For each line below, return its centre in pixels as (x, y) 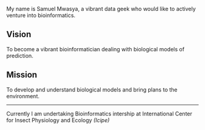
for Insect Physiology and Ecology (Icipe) (58, 120)
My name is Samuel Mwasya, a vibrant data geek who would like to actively (101, 9)
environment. (23, 96)
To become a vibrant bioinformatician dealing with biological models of (95, 49)
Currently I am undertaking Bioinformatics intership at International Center (99, 114)
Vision (19, 34)
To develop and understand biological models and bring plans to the (92, 89)
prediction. (20, 56)
